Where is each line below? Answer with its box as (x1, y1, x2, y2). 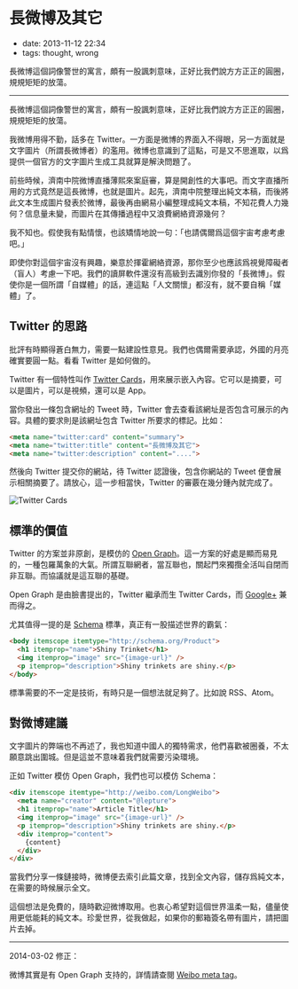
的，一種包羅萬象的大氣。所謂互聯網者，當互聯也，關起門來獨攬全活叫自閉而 (9, 560, 289, 570)
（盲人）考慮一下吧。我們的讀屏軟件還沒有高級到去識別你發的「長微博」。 (9, 268, 278, 279)
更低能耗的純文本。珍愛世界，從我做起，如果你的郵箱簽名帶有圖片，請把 (16, 913, 281, 923)
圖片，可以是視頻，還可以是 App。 (24, 385, 151, 396)
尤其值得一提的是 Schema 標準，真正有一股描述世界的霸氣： (9, 619, 231, 630)
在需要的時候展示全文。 (9, 883, 95, 893)
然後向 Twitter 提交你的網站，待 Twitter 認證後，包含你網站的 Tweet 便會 (9, 467, 274, 477)
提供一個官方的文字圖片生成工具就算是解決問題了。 (9, 156, 196, 167)
